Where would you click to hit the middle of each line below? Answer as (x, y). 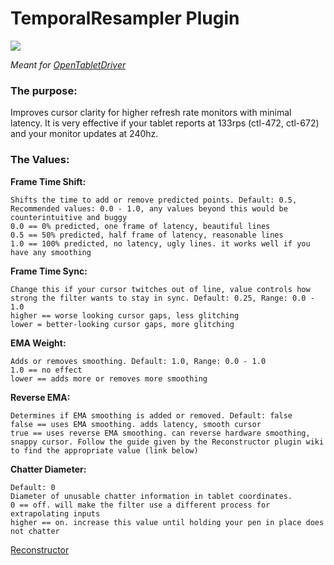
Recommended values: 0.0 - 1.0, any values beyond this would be (149, 208)
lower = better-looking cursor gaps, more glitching (122, 324)
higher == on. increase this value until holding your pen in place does (167, 522)
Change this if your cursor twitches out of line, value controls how (160, 289)
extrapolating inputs (55, 513)
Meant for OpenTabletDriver (68, 64)
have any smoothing (51, 252)
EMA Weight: (38, 343)
